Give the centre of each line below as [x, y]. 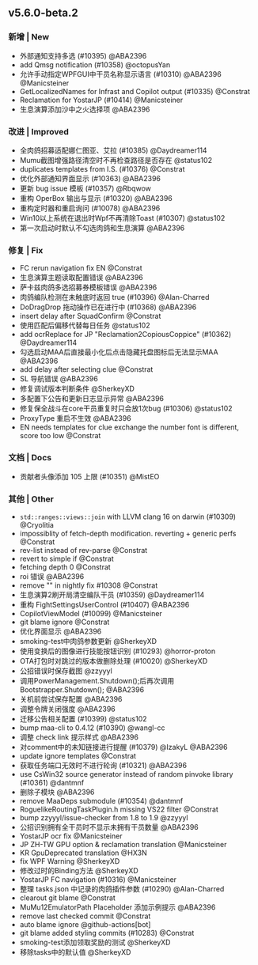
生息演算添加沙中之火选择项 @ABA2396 [85, 109]
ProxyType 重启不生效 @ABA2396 [76, 418]
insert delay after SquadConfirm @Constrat [90, 316]
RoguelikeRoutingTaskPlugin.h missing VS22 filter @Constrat [119, 809]
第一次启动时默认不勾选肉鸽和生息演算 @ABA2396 [102, 228]
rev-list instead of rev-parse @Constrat [83, 550]
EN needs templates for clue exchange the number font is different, [129, 427]
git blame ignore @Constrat [64, 622]
